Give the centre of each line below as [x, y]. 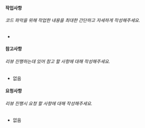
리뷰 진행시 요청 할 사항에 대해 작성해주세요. [49, 103]
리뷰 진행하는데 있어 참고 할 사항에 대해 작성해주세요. [58, 61]
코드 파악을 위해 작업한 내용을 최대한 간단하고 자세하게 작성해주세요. [73, 20]
